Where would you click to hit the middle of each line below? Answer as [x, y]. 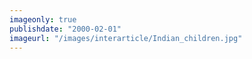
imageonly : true [43, 19]
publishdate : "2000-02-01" [65, 29]
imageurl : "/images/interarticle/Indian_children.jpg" [126, 38]
